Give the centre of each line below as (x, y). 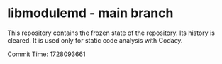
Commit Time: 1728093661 (46, 54)
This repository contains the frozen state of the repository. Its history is (111, 33)
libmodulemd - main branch (90, 13)
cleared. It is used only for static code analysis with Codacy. (95, 40)
